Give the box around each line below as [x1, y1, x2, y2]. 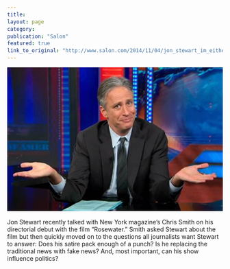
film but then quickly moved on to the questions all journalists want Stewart [7, 232, 219, 240]
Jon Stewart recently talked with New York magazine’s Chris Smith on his [7, 218, 214, 226]
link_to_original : [7, 47, 60, 54]
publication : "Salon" [7, 33, 69, 40]
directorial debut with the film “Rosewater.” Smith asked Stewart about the [7, 225, 216, 233]
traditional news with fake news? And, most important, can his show [7, 247, 199, 255]
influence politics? [7, 254, 59, 262]
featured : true [7, 40, 51, 47]
